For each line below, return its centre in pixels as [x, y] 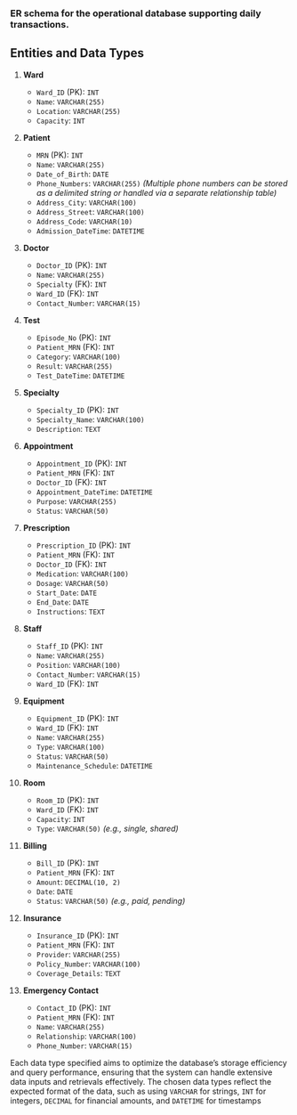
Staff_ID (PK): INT [69, 646]
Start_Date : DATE [66, 592]
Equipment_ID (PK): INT [77, 718]
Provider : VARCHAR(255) [78, 954]
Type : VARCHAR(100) [71, 746]
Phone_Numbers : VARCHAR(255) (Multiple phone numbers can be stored [162, 183]
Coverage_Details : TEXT [78, 973]
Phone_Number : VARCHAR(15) [84, 1046]
